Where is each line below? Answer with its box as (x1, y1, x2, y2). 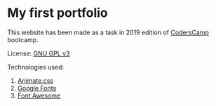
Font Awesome (17, 91, 61, 100)
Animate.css (17, 76, 54, 85)
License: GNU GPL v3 (7, 49, 70, 58)
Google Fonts (17, 84, 57, 92)
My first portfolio (7, 5, 108, 21)
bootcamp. (7, 35, 39, 44)
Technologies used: (7, 62, 65, 71)
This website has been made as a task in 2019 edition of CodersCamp (7, 28, 209, 37)
